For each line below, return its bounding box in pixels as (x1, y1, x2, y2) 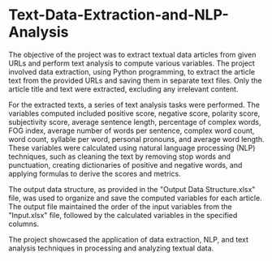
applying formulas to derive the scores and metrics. (8, 169, 181, 178)
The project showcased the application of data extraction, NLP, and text (8, 234, 249, 244)
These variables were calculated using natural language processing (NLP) (8, 143, 256, 152)
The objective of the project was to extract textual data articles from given (8, 49, 257, 59)
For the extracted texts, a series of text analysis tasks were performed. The (8, 100, 260, 109)
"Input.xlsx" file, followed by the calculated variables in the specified (8, 210, 238, 220)
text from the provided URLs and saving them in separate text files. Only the (8, 75, 262, 85)
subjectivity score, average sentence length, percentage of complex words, (8, 117, 261, 126)
